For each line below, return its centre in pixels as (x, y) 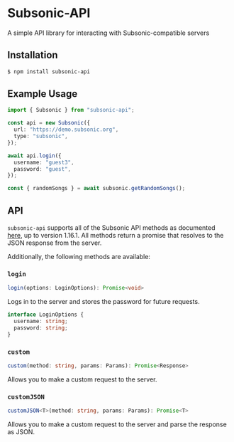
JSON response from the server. (55, 243)
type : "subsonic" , (41, 137)
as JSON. (21, 432)
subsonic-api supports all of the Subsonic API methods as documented (111, 228)
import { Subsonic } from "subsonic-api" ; (71, 110)
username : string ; (41, 322)
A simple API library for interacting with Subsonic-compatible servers (108, 33)
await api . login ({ (34, 156)
